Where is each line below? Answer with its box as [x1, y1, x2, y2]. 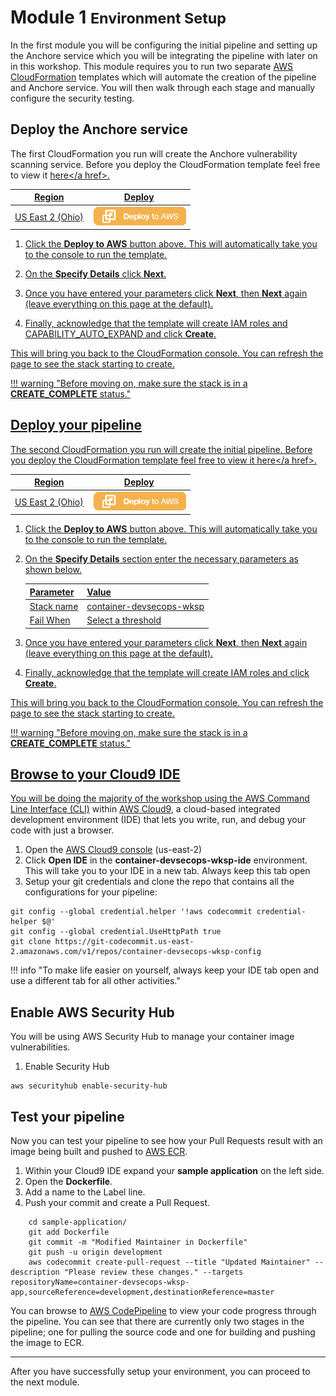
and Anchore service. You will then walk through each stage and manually [10, 81, 316, 93]
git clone [10, 937, 52, 947]
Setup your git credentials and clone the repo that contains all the [24, 876, 295, 888]
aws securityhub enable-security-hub [10, 1081, 168, 1091]
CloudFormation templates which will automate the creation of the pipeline [10, 71, 317, 83]
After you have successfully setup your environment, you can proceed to [10, 1366, 311, 1377]
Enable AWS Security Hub [10, 1004, 175, 1021]
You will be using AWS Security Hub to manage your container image [10, 1031, 295, 1043]
